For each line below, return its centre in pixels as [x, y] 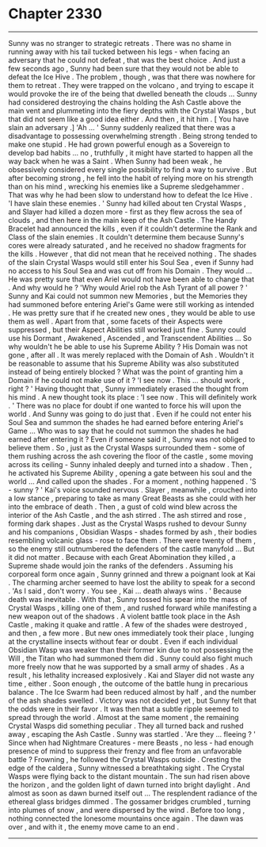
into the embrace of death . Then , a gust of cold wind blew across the [123, 506]
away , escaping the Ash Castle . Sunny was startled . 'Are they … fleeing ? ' [132, 734]
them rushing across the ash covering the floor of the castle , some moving [131, 456]
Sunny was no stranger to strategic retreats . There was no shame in [120, 43]
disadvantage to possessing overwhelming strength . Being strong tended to [133, 136]
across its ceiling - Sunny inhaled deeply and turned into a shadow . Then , [130, 464]
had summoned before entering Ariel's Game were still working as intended [131, 304]
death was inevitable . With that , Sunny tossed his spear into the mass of [128, 599]
